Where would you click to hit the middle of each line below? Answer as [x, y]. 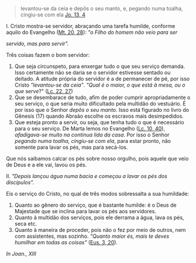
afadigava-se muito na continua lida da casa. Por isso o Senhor [92, 135]
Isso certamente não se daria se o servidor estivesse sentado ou [92, 72]
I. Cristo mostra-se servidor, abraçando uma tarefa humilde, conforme [91, 26]
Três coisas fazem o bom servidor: [48, 55]
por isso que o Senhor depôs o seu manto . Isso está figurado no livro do [102, 110]
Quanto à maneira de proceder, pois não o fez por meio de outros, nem [100, 230]
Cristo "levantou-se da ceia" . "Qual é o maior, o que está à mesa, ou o [100, 85]
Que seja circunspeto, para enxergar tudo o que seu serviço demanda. [100, 66]
